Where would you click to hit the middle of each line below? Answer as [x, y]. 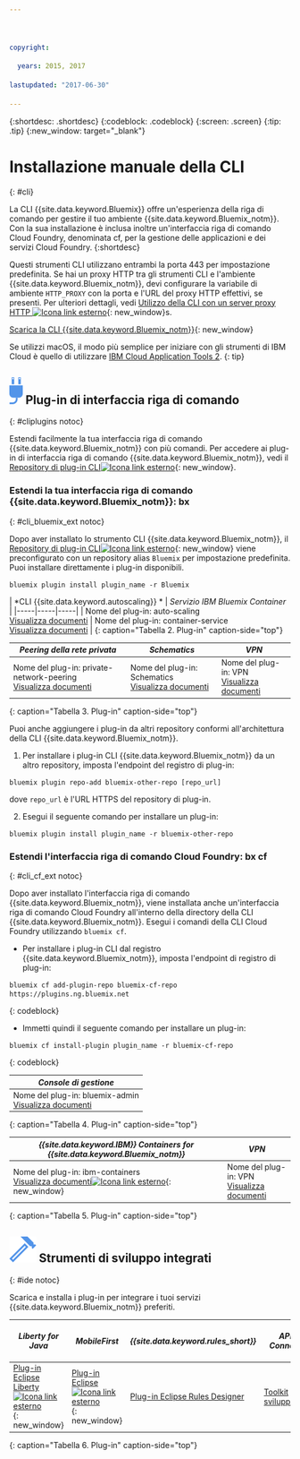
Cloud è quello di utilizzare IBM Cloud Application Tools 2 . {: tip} [127, 356]
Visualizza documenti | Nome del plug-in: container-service [119, 620]
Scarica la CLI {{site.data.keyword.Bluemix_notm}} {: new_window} [132, 329]
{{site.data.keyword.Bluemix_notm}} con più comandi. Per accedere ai [138, 449]
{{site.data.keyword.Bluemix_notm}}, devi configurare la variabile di [133, 283]
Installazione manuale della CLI [127, 167]
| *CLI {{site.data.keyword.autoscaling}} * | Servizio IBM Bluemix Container [148, 601]
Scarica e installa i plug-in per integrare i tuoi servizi [105, 1297]
